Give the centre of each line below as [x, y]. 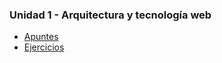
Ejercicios [44, 47]
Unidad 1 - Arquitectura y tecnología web [110, 15]
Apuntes [41, 37]
